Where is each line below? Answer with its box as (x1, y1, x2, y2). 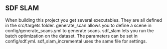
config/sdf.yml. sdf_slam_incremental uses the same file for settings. (5, 38, 147, 44)
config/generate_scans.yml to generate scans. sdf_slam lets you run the (5, 27, 154, 34)
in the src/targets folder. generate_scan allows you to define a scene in (5, 22, 152, 28)
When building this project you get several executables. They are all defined (5, 17, 162, 23)
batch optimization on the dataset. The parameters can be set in (5, 33, 138, 39)
